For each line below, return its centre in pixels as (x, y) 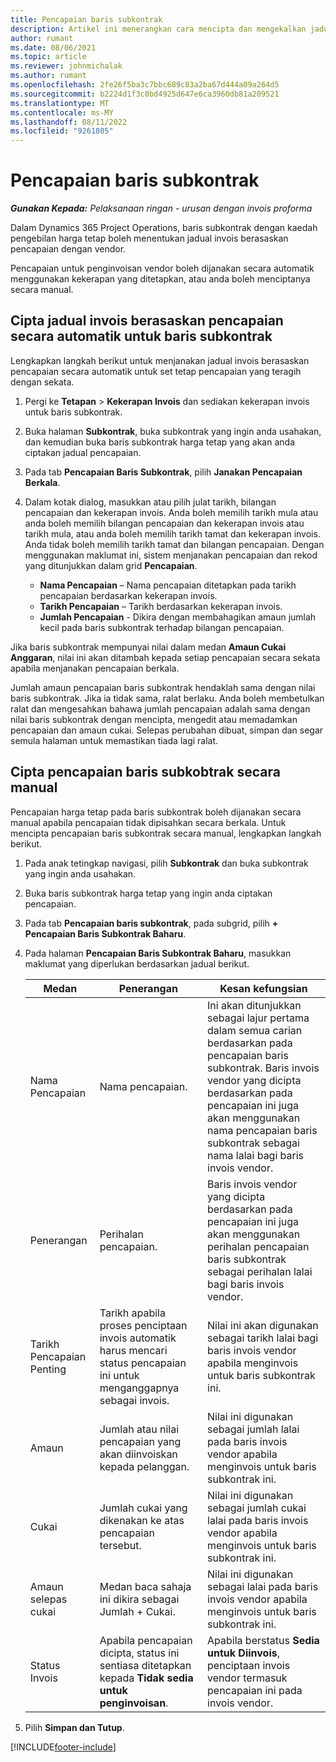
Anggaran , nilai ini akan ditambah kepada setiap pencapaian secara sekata (165, 657)
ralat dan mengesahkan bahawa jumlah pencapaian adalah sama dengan (160, 708)
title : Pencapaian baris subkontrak (86, 19)
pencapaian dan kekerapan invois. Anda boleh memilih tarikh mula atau (171, 512)
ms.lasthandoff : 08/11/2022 (69, 122)
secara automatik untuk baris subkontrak (141, 336)
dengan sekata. (42, 382)
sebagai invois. (134, 1400)
